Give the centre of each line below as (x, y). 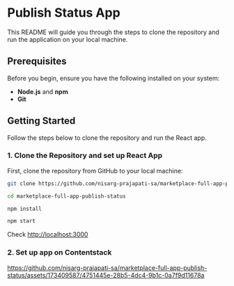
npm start (22, 221)
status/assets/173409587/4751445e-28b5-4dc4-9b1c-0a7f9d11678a (106, 275)
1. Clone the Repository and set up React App (85, 156)
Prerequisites (37, 62)
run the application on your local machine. (68, 39)
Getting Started (41, 121)
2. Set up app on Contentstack (60, 253)
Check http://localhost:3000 (48, 235)
